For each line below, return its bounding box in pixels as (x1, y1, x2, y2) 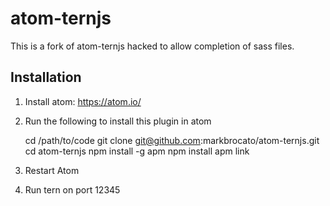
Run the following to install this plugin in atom (24, 115, 212, 127)
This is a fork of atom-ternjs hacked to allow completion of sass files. (10, 40, 295, 52)
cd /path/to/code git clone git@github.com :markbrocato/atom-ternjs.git (24, 134, 320, 146)
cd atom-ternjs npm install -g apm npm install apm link (24, 145, 250, 157)
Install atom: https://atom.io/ (24, 95, 142, 107)
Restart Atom (24, 164, 80, 176)
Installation (10, 69, 82, 86)
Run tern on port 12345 (24, 183, 121, 196)
